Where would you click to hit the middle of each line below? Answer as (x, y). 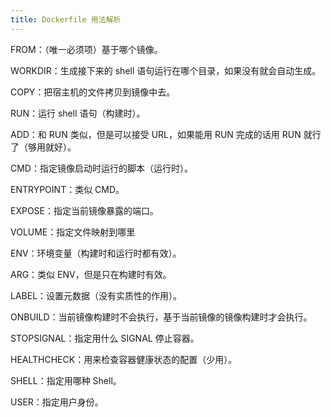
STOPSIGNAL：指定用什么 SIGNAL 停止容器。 (105, 338)
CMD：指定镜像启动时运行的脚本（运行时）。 (101, 168)
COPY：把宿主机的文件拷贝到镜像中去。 (93, 92)
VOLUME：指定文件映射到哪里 (73, 232)
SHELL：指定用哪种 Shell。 (66, 380)
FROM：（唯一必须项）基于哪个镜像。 (86, 49)
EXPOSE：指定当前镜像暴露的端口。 (85, 210)
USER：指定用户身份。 (57, 402)
